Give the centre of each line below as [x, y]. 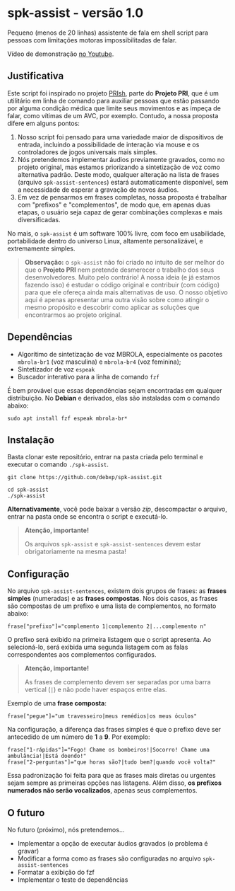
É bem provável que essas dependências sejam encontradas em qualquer [115, 390]
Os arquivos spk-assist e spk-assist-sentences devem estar [113, 544]
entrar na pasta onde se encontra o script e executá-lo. [88, 517]
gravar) [28, 851]
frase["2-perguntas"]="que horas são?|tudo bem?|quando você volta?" [112, 762]
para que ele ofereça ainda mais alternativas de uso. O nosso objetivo [126, 292]
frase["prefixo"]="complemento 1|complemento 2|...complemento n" [107, 627]
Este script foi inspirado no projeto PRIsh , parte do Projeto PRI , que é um [113, 93]
